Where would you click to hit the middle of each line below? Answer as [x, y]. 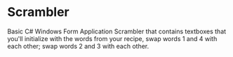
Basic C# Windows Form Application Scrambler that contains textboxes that [117, 31]
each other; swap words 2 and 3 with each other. [78, 46]
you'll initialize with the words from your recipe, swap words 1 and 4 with [112, 38]
